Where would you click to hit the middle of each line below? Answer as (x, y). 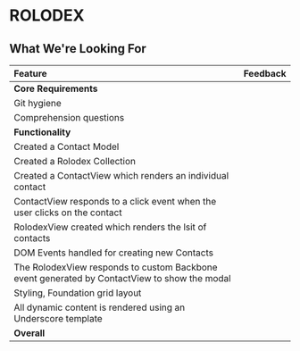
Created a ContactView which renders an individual (121, 175)
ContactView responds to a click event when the (115, 201)
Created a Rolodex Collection (75, 161)
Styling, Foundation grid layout (78, 293)
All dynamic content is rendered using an (100, 307)
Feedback (265, 74)
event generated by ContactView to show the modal (122, 278)
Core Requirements (56, 88)
